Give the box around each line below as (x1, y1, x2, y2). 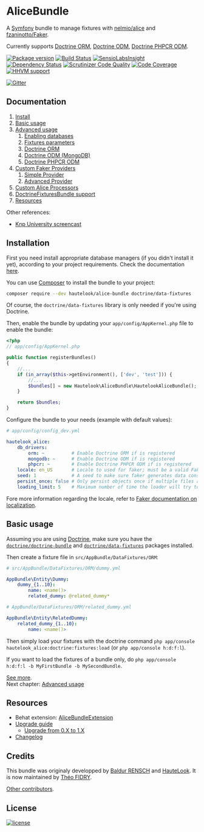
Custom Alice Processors (15, 184, 79, 191)
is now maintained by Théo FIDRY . (6, 774, 92, 781)
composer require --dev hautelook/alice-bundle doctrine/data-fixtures (6, 291, 191, 297)
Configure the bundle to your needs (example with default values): (6, 416, 172, 424)
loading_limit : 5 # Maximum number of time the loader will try (17, 484, 191, 490)
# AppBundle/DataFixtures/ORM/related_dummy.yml (6, 604, 132, 610)
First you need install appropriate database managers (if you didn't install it (6, 254, 194, 261)
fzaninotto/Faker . (6, 30, 49, 38)
